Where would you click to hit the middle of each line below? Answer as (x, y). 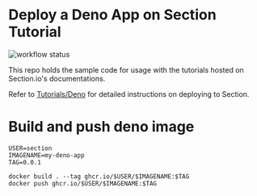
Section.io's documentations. (57, 78)
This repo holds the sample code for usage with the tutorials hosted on (126, 69)
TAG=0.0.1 (25, 162)
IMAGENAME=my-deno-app (46, 155)
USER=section (30, 148)
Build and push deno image (101, 127)
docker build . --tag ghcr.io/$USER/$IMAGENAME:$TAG (99, 176)
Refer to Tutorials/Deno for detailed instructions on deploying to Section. (129, 94)
